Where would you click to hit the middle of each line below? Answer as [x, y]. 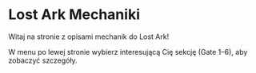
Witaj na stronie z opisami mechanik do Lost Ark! [89, 36]
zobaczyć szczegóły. [43, 60]
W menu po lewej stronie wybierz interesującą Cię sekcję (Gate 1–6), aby [128, 52]
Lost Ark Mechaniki [74, 15]
